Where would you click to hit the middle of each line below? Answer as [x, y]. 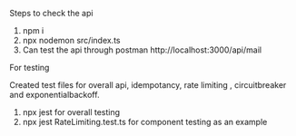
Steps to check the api [51, 13]
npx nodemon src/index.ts [71, 40]
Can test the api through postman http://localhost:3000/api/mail [142, 50]
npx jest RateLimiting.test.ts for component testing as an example [145, 122]
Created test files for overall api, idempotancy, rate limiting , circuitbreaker [148, 85]
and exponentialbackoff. [54, 95]
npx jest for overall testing [71, 112]
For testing [30, 68]
